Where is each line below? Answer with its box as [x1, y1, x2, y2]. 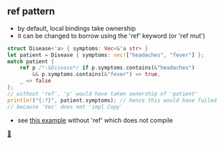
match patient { [7, 58, 54, 65]
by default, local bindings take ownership [17, 24, 136, 32]
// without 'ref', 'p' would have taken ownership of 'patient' [7, 90, 198, 97]
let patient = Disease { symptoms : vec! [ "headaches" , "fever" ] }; [7, 52, 204, 59]
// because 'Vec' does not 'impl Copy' [7, 103, 124, 110]
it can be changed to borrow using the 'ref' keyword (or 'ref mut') [17, 31, 206, 40]
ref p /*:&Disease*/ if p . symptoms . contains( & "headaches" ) [20, 64, 195, 72]
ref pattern [7, 6, 55, 17]
